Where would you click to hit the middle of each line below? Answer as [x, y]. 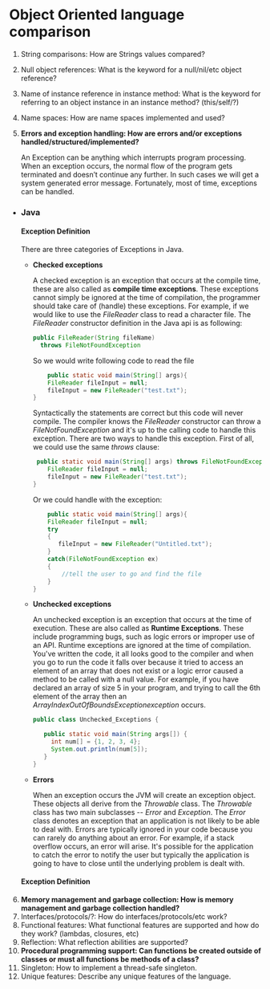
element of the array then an [80, 697]
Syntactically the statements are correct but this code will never [138, 413]
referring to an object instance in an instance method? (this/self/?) [130, 102]
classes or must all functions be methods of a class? [110, 959]
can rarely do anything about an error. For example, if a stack [133, 837]
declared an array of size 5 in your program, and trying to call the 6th [147, 688]
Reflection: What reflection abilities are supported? [105, 942]
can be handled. [47, 191]
